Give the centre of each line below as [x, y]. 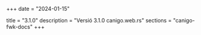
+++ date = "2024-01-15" [38, 9]
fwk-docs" [20, 27]
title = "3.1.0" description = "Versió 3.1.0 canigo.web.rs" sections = [89, 20]
